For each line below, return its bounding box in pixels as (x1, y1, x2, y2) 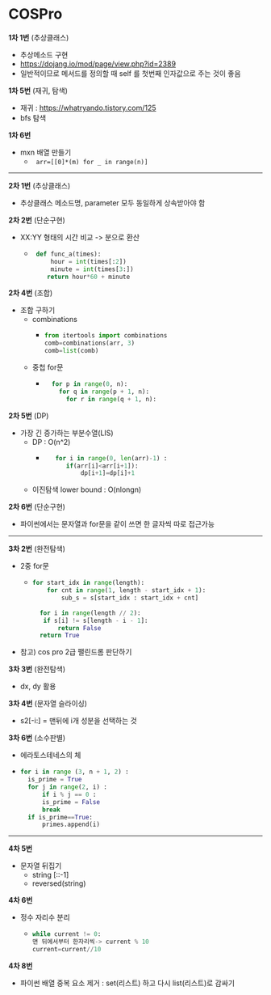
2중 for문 (19, 561, 50, 571)
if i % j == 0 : (41, 790, 97, 798)
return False (57, 624, 102, 632)
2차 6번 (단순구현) (8, 502, 66, 512)
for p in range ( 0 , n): (51, 380, 128, 388)
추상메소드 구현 (19, 49, 69, 59)
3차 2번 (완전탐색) (8, 544, 66, 554)
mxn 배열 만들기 (19, 147, 72, 157)
